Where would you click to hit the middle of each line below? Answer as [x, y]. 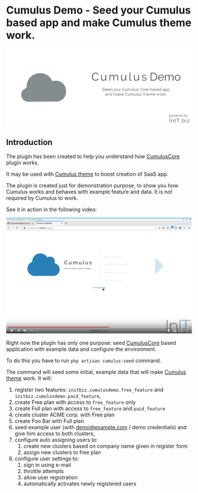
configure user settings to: [47, 458]
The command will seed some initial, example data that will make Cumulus [96, 372]
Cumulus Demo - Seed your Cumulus [99, 10]
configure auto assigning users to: [56, 439]
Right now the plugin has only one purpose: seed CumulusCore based [91, 343]
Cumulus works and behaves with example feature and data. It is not [89, 192]
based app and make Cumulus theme [99, 23]
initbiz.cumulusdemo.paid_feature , [58, 396]
